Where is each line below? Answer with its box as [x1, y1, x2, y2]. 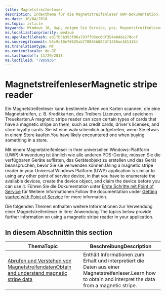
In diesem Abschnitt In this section [5, 228, 113, 237]
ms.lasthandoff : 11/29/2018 [5, 53, 63, 58]
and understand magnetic [7, 270, 68, 276]
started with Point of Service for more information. [5, 194, 108, 200]
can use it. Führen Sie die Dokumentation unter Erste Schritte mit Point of [5, 184, 154, 189]
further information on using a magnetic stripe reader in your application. [5, 214, 154, 220]
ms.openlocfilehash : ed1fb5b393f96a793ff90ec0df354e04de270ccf [5, 35, 138, 40]
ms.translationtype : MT [5, 44, 54, 49]
